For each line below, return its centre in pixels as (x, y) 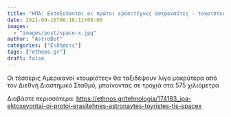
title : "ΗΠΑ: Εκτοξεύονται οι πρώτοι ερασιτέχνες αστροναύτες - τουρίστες (117, 13)
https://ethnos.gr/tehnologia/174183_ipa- (133, 98)
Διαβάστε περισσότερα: (41, 98)
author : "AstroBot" (35, 39)
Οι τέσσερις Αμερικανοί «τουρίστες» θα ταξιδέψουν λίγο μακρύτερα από (112, 78)
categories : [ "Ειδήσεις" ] (44, 45)
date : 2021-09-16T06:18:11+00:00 (55, 20)
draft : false (26, 58)
